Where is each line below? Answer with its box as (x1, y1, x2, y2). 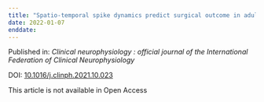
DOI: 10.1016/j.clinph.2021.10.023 (8, 71, 114, 80)
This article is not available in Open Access (8, 86, 148, 95)
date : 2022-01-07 (8, 19, 65, 26)
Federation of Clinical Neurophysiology (8, 55, 135, 65)
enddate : (8, 26, 37, 33)
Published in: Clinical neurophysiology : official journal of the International (8, 47, 248, 57)
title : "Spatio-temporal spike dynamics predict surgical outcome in (8, 11, 241, 19)
